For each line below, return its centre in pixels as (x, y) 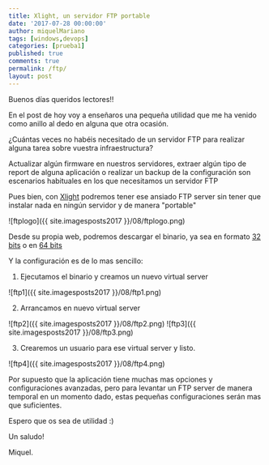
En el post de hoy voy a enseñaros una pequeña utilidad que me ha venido (132, 115)
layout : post (30, 76)
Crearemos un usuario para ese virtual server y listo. (108, 348)
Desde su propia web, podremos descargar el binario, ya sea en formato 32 (135, 237)
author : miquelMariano (47, 31)
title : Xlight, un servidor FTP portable (79, 16)
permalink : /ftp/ (38, 69)
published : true (36, 53)
